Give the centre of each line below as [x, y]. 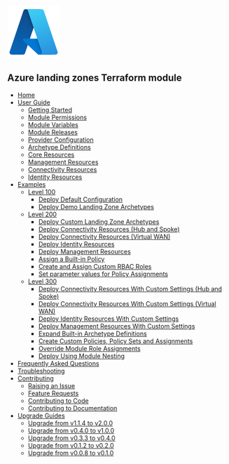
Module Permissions [57, 117]
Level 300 [42, 281]
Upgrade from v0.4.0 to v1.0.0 [71, 430]
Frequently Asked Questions [58, 363]
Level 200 [42, 214]
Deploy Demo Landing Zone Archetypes [96, 206]
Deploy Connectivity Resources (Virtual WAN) [104, 237]
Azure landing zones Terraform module [95, 78]
